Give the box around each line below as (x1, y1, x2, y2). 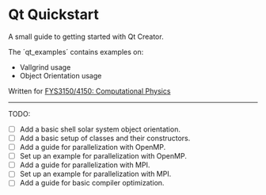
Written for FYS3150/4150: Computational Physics (8, 86, 171, 96)
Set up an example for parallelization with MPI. (19, 169, 172, 179)
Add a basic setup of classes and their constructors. (19, 133, 191, 143)
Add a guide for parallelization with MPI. (19, 160, 150, 170)
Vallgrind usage (19, 62, 71, 72)
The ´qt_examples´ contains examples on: (8, 47, 144, 56)
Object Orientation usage (19, 71, 102, 80)
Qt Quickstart (8, 6, 99, 24)
